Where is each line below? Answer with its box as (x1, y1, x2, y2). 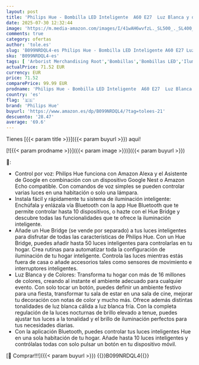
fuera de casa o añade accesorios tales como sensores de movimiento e (14, 259, 192, 266)
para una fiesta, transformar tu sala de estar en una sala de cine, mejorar (14, 290, 193, 297)
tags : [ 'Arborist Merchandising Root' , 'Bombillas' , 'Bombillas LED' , (6, 58, 182, 64)
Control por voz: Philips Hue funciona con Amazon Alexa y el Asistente (14, 170, 188, 177)
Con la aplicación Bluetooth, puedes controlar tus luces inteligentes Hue (14, 328, 191, 335)
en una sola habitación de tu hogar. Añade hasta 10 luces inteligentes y (14, 334, 188, 342)
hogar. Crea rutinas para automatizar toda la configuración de (14, 246, 166, 253)
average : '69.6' (6, 119, 46, 125)
